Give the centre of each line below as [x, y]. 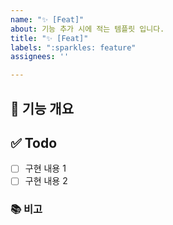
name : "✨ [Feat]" [47, 19]
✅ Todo [34, 142]
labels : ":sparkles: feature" [73, 47]
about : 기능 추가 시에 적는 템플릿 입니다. [87, 29]
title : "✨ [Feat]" [49, 38]
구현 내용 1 [45, 168]
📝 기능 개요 [42, 108]
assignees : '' [40, 57]
